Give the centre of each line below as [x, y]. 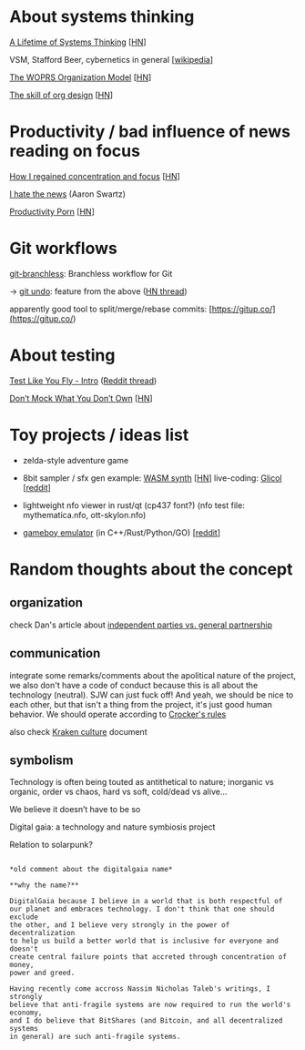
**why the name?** [44, 885]
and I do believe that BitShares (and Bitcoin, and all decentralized [146, 1021]
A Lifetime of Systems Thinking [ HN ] [78, 42]
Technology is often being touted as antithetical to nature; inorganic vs [142, 782]
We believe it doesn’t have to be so [75, 810]
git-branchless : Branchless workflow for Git [91, 273]
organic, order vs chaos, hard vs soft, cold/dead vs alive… [118, 792]
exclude [24, 917]
